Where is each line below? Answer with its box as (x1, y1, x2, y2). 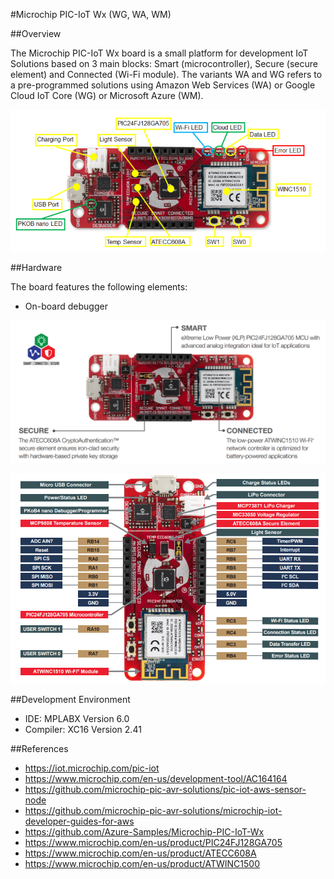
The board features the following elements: (10, 280, 188, 293)
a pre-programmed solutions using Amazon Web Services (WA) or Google (10, 79, 316, 91)
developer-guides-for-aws (24, 815, 135, 827)
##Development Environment (10, 693, 131, 705)
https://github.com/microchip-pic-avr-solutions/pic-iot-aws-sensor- (24, 783, 307, 795)
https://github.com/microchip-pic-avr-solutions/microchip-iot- (24, 804, 283, 816)
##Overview (10, 28, 62, 39)
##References (10, 742, 69, 754)
